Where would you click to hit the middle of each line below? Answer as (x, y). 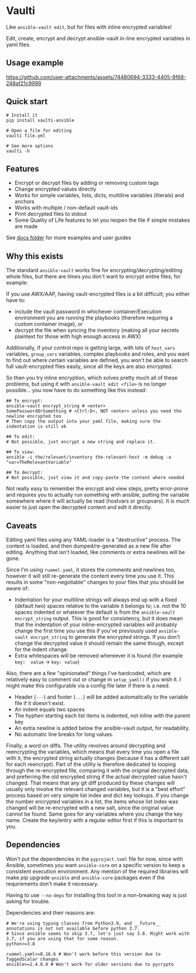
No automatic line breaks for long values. (64, 734)
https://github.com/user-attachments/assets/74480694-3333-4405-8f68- (96, 77)
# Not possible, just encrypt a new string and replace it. (81, 442)
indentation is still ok (36, 427)
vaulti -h (18, 151)
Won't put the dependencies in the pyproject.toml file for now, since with (94, 859)
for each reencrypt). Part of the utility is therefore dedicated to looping (91, 764)
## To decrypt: (25, 473)
